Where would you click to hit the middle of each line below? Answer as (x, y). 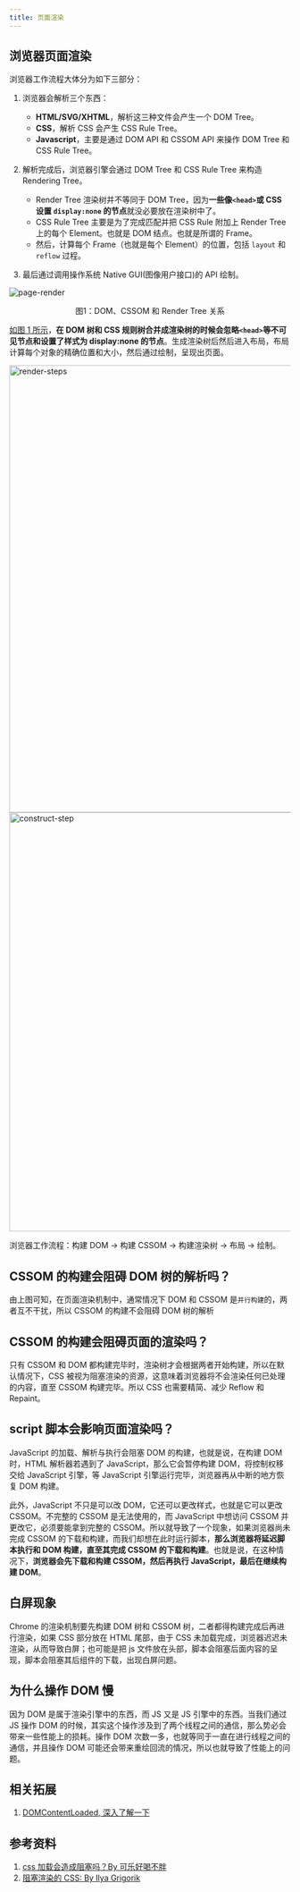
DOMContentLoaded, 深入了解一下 (86, 1812)
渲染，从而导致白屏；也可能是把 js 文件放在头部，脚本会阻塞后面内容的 (140, 1648)
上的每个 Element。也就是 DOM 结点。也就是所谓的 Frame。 (146, 233)
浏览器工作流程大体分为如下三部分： (76, 79)
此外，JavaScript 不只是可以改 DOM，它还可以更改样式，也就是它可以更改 (146, 1505)
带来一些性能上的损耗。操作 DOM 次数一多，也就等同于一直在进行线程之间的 (150, 1736)
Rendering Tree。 (54, 181)
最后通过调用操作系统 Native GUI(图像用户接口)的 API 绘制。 (133, 275)
